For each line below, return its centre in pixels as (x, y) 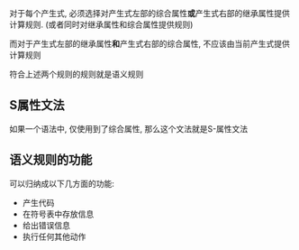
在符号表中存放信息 (58, 214)
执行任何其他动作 (54, 236)
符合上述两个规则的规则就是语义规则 (77, 74)
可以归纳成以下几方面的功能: (62, 183)
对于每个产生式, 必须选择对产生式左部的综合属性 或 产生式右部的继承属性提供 (149, 13)
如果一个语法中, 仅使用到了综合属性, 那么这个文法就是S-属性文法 (129, 128)
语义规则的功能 (51, 160)
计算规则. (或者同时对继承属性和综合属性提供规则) (101, 24)
